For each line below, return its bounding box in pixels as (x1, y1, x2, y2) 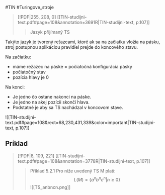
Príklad (5, 139, 28, 148)
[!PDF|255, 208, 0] (17, 14, 56, 20)
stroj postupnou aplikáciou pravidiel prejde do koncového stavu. (5, 44, 138, 50)
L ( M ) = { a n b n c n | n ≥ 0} (73, 175, 121, 182)
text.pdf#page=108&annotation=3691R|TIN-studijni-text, (17, 20, 135, 25)
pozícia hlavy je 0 (12, 74, 49, 80)
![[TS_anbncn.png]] (30, 184, 71, 190)
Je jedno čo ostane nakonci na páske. (12, 94, 92, 100)
